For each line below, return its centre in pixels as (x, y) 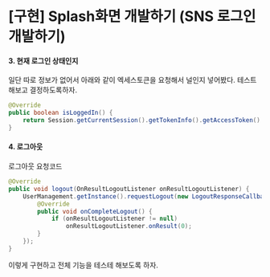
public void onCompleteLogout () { (95, 211)
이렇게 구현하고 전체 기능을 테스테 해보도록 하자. (84, 265)
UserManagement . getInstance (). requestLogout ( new (106, 196)
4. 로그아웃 (26, 147)
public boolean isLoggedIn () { (61, 113)
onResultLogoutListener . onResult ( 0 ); (129, 226)
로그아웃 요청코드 (35, 166)
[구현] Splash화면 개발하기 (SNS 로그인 (132, 16)
